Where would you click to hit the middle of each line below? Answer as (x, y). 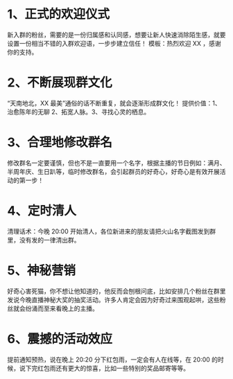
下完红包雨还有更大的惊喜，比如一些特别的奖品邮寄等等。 (107, 368)
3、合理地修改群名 (60, 142)
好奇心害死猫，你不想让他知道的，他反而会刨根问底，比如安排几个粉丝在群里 (116, 291)
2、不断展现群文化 (60, 83)
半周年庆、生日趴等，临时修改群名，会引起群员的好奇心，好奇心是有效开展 (113, 171)
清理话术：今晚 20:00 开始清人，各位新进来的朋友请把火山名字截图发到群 (112, 231)
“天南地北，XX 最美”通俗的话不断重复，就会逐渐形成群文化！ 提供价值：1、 (114, 103)
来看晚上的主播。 (74, 308)
